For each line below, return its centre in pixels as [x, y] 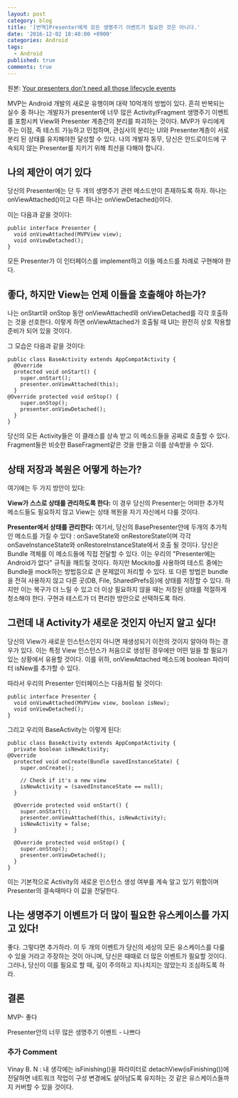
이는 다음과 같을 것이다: [40, 215]
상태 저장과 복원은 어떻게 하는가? [75, 470]
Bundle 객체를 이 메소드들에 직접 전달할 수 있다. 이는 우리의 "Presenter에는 [112, 554]
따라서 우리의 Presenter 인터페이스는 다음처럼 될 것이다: [85, 683]
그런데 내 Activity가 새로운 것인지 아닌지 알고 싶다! [112, 623]
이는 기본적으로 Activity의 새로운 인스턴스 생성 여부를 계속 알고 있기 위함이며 [113, 882]
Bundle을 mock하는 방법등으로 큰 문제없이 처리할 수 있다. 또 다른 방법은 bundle [118, 572]
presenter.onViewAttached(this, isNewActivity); [93, 817]
